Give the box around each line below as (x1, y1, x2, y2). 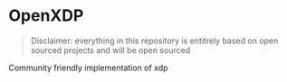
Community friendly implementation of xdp (8, 62, 168, 73)
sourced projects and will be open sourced (30, 44, 191, 55)
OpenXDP (8, 5, 84, 26)
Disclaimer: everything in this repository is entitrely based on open (30, 35, 279, 46)
